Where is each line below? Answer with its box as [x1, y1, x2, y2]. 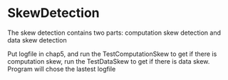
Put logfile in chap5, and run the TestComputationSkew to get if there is [7, 50, 217, 58]
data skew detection [7, 35, 67, 44]
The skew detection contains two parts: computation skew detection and [7, 28, 222, 37]
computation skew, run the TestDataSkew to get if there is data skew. [7, 57, 210, 65]
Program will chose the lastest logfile [7, 64, 116, 73]
